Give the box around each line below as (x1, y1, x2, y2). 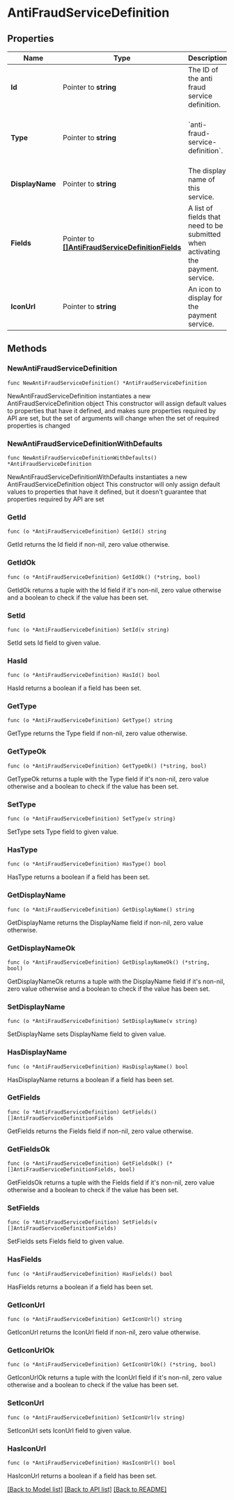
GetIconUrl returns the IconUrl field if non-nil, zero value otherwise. (7, 1328, 201, 1336)
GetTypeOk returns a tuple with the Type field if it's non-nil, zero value (7, 774, 209, 783)
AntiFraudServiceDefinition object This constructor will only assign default (7, 480, 221, 488)
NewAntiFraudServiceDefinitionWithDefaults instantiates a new (7, 472, 187, 481)
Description (187, 54, 228, 63)
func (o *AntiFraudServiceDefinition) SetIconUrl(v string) (7, 1414, 186, 1421)
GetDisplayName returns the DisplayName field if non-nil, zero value (7, 918, 203, 927)
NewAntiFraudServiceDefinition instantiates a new (7, 391, 151, 400)
